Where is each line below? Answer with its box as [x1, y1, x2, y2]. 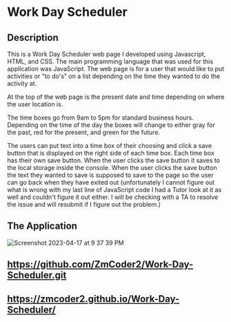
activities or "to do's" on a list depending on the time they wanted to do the [7, 72, 221, 80]
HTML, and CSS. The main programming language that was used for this [7, 57, 214, 66]
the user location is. [7, 100, 63, 108]
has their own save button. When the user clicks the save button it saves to [7, 156, 221, 164]
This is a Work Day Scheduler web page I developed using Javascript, [7, 50, 206, 58]
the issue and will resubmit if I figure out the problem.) [7, 200, 161, 208]
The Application [7, 220, 78, 232]
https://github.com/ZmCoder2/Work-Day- [7, 258, 194, 270]
